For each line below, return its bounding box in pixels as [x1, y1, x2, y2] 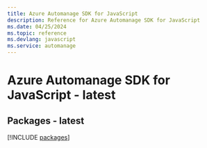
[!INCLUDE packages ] [7, 133, 70, 141]
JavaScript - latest [7, 88, 116, 103]
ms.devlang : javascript [7, 36, 76, 43]
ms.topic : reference [7, 29, 67, 37]
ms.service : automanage [7, 42, 76, 49]
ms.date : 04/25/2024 [7, 23, 67, 30]
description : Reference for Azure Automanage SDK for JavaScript [7, 17, 200, 24]
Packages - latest [7, 115, 85, 126]
